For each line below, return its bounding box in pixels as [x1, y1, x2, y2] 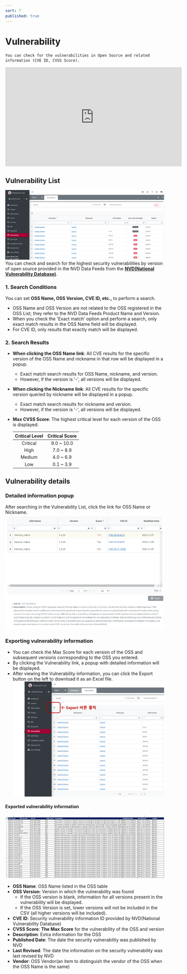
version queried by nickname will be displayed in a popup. [12, 391, 134, 398]
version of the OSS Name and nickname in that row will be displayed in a [12, 356, 163, 362]
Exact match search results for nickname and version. [20, 401, 132, 407]
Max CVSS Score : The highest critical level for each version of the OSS [12, 416, 161, 422]
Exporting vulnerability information [5, 638, 93, 645]
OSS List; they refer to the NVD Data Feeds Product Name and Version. [12, 310, 160, 316]
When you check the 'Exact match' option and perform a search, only [12, 316, 157, 322]
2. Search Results [5, 339, 49, 346]
